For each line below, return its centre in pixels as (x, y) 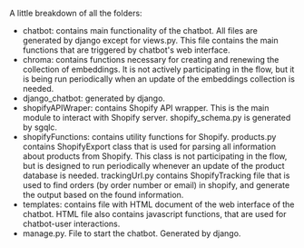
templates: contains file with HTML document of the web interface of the (158, 204)
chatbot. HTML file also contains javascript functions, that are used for (154, 214)
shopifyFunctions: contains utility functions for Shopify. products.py (149, 137)
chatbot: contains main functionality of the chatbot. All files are (140, 30)
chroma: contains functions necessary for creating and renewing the (151, 60)
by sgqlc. (39, 127)
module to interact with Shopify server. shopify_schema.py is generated (157, 118)
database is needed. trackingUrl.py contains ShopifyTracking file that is (156, 175)
